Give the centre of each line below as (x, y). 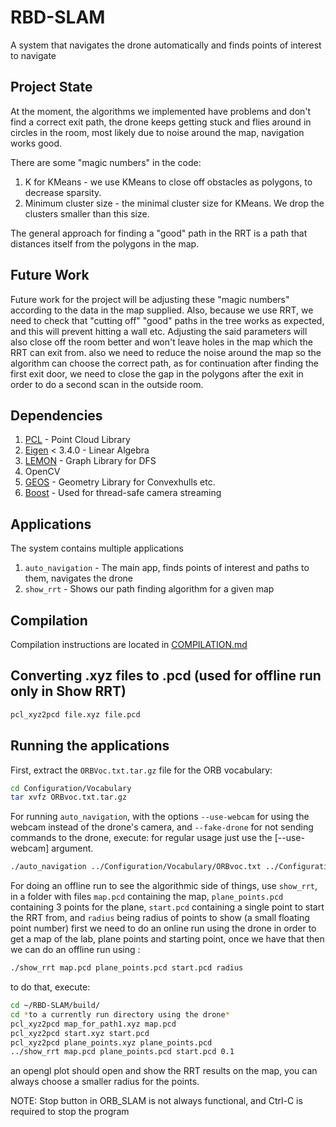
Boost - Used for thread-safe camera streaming (123, 493)
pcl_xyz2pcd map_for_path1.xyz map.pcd (93, 1024)
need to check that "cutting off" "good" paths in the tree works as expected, (167, 320)
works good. (36, 143)
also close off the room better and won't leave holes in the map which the (161, 342)
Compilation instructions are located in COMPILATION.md (129, 644)
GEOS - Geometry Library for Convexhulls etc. (120, 482)
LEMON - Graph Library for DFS (90, 461)
